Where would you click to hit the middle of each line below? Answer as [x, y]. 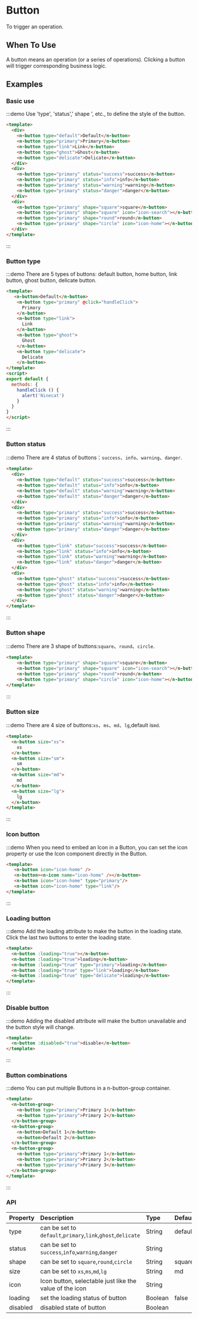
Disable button [27, 1008]
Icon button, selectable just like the [88, 1281]
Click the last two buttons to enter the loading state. [69, 937]
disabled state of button [73, 1307]
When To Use [31, 45]
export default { [27, 379]
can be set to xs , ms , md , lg [74, 1271]
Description [57, 1217]
